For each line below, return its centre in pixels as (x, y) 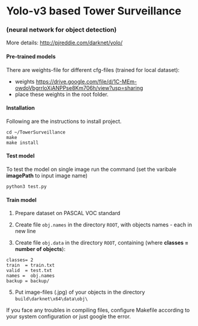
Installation (20, 108)
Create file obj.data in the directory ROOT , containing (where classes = (102, 243)
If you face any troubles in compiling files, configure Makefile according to (98, 310)
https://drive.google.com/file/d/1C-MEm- (86, 81)
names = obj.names (31, 276)
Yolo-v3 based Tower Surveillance (94, 11)
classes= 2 (20, 260)
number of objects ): (40, 249)
